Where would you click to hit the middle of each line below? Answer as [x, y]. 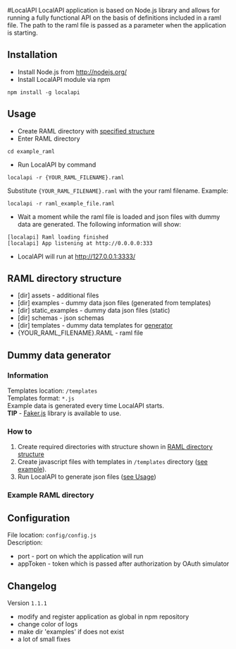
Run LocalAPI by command [57, 165]
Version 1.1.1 [27, 602]
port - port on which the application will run [80, 556]
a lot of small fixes [44, 639]
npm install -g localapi [44, 92]
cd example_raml [31, 151]
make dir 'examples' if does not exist [71, 631]
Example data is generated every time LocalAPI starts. [86, 406]
